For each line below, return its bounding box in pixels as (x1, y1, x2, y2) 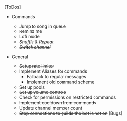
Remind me (19, 29, 42, 34)
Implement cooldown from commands (19, 100, 96, 105)
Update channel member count (19, 105, 82, 111)
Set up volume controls (19, 90, 66, 95)
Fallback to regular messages (26, 74, 87, 79)
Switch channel (19, 44, 51, 50)
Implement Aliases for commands (19, 68, 87, 74)
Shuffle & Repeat (19, 39, 54, 45)
